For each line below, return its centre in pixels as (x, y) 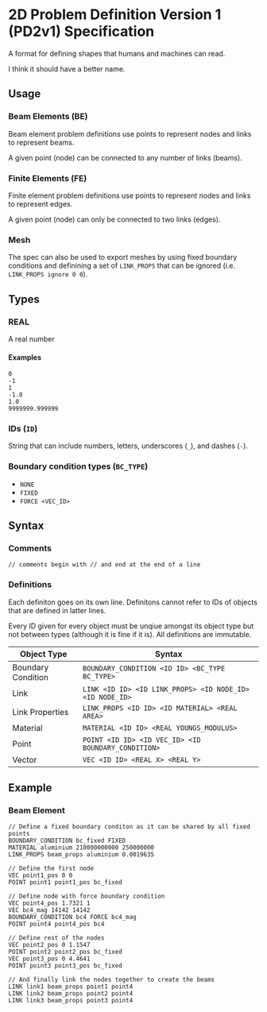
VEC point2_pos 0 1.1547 (49, 945)
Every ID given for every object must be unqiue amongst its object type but (131, 626)
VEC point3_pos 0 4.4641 (49, 959)
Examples (25, 357)
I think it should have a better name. (67, 68)
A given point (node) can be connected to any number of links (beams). (125, 157)
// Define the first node (51, 869)
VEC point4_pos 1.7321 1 (49, 903)
